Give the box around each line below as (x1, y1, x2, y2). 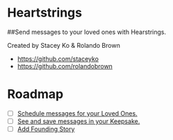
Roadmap (7, 87, 64, 102)
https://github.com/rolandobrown (17, 62, 113, 70)
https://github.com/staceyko (17, 54, 99, 63)
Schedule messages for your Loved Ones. (17, 109, 138, 117)
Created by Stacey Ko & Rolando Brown (7, 41, 120, 49)
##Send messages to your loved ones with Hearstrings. (7, 28, 167, 36)
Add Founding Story (17, 125, 75, 133)
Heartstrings (7, 5, 82, 21)
